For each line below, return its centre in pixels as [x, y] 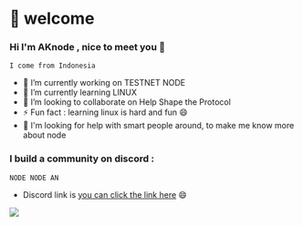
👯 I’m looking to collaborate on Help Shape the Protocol [126, 102]
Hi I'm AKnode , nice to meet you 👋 [88, 47]
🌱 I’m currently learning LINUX [80, 92]
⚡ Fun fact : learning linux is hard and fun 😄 [105, 112]
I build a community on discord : [82, 159]
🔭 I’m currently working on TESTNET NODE [104, 83]
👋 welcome [52, 19]
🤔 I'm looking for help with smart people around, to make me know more [158, 126]
